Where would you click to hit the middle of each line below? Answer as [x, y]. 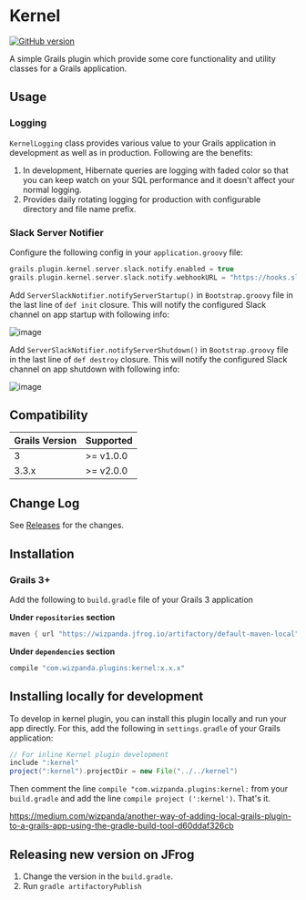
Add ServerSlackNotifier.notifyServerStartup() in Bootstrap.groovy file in [152, 295]
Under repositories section [62, 617]
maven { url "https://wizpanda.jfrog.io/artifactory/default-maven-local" [154, 634]
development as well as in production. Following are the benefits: [131, 152]
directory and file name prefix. [79, 209]
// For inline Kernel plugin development [89, 754]
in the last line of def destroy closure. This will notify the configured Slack [148, 359]
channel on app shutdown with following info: [95, 369]
